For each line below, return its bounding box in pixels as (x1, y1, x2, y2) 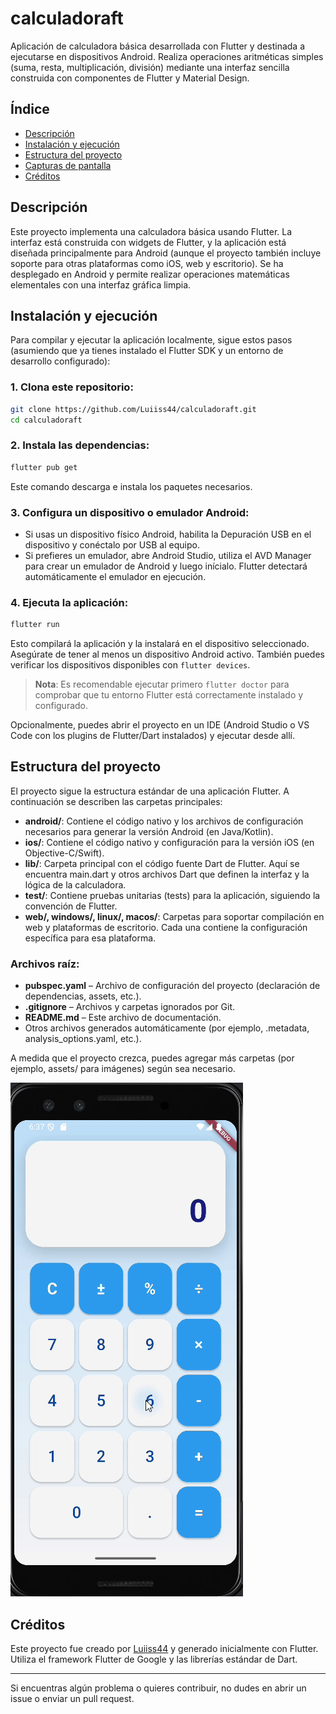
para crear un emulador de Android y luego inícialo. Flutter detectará (24, 560, 308, 572)
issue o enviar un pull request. (10, 1692, 135, 1704)
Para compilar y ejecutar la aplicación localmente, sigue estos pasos (10, 334, 293, 346)
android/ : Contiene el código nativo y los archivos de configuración (24, 815, 304, 827)
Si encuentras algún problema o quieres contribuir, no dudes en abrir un (10, 1682, 307, 1694)
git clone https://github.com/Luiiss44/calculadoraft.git (10, 404, 257, 414)
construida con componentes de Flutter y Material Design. (10, 72, 250, 84)
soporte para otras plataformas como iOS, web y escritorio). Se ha (10, 257, 284, 269)
